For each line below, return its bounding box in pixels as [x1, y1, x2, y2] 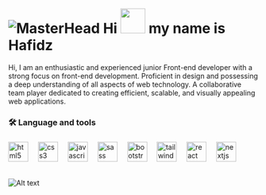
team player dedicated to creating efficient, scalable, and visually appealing [8, 88, 256, 97]
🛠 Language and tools [8, 116, 97, 127]
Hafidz [8, 37, 53, 55]
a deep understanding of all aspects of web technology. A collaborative [8, 80, 242, 89]
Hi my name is [102, 20, 226, 37]
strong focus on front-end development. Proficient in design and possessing [8, 71, 258, 80]
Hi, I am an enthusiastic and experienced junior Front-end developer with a [8, 62, 253, 72]
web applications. [8, 96, 66, 106]
